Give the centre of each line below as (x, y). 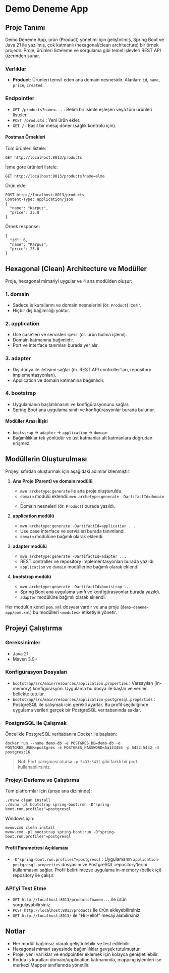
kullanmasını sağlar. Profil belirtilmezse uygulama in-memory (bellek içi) (87, 870)
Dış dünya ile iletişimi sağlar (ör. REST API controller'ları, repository (82, 369)
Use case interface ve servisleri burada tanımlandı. (73, 531)
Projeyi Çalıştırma (34, 628)
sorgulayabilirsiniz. (32, 904)
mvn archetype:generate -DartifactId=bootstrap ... (75, 587)
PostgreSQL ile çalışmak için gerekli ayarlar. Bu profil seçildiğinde (80, 704)
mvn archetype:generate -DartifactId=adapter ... (73, 556)
